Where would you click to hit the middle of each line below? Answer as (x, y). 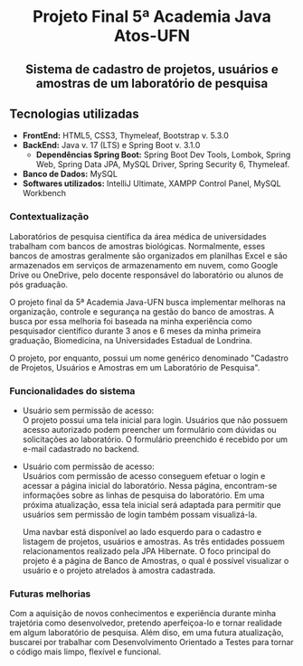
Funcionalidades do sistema (72, 390)
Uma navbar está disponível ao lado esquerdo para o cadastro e (142, 531)
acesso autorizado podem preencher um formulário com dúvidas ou (150, 429)
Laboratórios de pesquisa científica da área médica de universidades (138, 236)
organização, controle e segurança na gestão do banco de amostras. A (142, 311)
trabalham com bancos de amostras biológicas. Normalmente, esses (137, 246)
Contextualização (49, 217)
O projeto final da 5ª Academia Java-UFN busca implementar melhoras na (148, 302)
